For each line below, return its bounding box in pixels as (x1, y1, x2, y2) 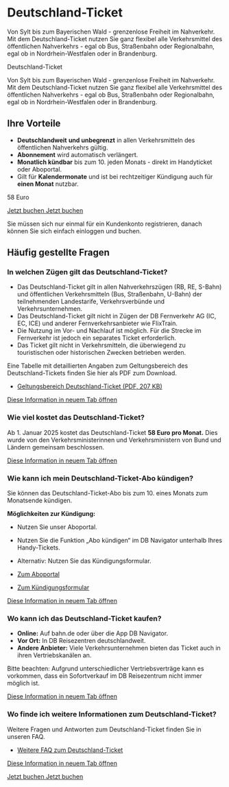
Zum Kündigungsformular (16, 583, 90, 591)
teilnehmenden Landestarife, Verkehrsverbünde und (16, 297, 165, 306)
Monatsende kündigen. (7, 496, 73, 505)
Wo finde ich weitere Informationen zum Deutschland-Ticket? (7, 709, 217, 719)
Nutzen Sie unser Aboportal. (16, 523, 97, 531)
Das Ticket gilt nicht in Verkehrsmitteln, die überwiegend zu (16, 341, 186, 349)
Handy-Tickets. (16, 543, 60, 552)
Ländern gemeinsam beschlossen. (7, 443, 105, 451)
